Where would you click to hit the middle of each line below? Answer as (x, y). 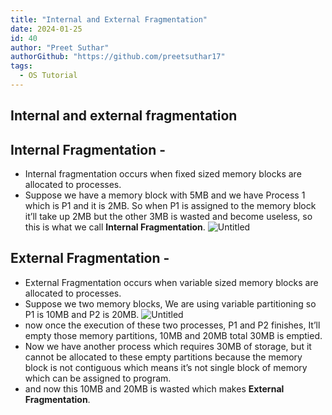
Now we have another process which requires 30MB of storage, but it (168, 346)
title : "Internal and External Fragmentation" (109, 19)
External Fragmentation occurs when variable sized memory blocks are (171, 282)
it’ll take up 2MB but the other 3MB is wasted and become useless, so (168, 217)
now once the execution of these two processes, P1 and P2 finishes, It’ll (172, 325)
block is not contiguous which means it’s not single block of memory (166, 367)
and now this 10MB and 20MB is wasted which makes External (154, 388)
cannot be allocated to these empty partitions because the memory (163, 357)
